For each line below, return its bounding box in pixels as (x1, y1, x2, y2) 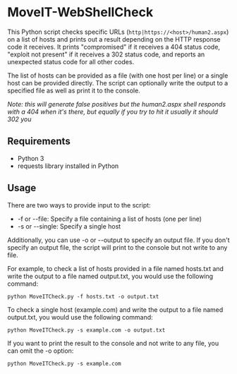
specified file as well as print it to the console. (7, 86, 141, 95)
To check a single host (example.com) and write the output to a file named (7, 305, 224, 314)
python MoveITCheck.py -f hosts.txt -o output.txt (7, 293, 159, 300)
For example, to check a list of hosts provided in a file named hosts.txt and (7, 264, 224, 272)
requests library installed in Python (17, 162, 119, 170)
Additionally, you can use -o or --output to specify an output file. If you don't (7, 236, 230, 244)
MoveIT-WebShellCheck (7, 4, 154, 20)
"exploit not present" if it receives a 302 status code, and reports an (7, 50, 205, 59)
